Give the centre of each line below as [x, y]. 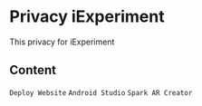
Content [33, 70]
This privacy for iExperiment [62, 42]
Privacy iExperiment [87, 17]
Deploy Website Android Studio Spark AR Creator [101, 92]
